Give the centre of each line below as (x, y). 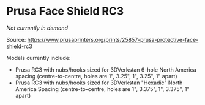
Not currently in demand (37, 28)
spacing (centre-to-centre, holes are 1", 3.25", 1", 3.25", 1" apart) (96, 76)
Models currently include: (39, 58)
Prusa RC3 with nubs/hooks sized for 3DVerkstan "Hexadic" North (99, 83)
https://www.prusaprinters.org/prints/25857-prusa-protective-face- (113, 39)
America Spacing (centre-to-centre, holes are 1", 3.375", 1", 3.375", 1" (102, 89)
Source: (16, 39)
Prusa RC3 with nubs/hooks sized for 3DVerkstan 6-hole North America (106, 69)
